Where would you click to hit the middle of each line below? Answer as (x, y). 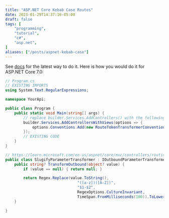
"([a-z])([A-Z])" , (96, 183)
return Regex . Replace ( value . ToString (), (66, 178)
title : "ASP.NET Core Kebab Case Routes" (49, 10)
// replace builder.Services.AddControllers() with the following (94, 118)
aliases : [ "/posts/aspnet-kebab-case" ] (47, 52)
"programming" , (30, 29)
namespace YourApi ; (26, 99)
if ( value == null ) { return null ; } (63, 169)
